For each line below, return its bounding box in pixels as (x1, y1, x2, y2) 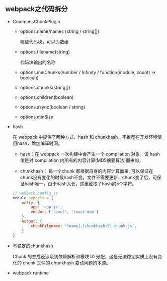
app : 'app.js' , (31, 205, 63, 210)
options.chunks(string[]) (20, 84, 70, 90)
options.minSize (20, 114, 54, 120)
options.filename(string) (20, 48, 70, 54)
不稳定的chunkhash (12, 243, 54, 249)
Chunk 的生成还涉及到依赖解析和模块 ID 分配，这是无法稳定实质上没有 (12, 253, 158, 259)
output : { (22, 219, 42, 224)
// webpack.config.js (12, 191, 58, 196)
